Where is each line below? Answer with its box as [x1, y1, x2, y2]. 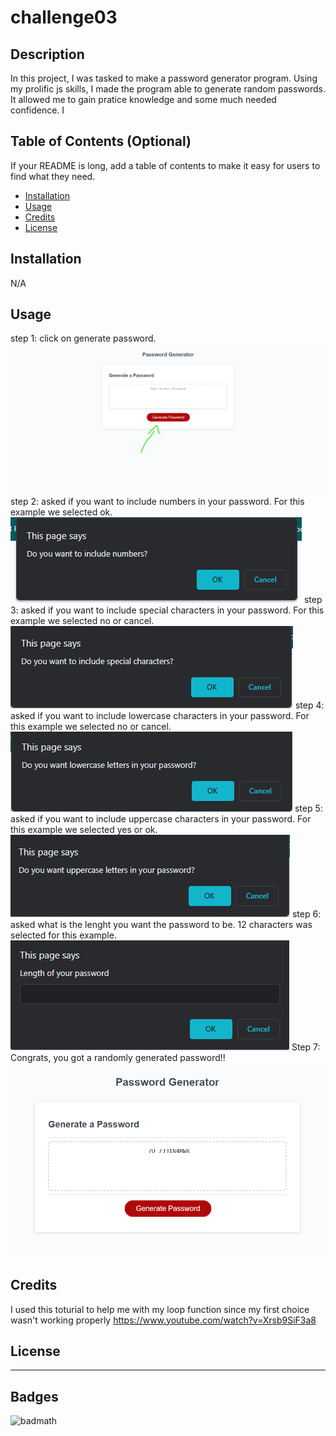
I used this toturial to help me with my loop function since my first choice [10, 1303, 310, 1315]
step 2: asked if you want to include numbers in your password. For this [10, 496, 305, 508]
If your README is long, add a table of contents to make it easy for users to [10, 159, 321, 171]
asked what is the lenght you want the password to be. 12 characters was [10, 919, 313, 931]
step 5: [294, 802, 323, 815]
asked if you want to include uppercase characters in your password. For [10, 813, 312, 825]
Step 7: [291, 1041, 321, 1053]
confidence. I [10, 104, 65, 116]
